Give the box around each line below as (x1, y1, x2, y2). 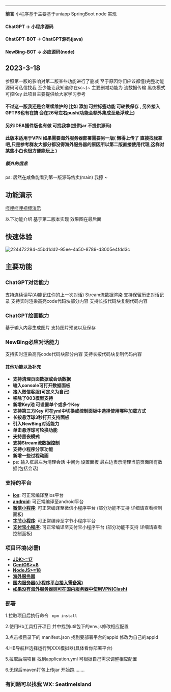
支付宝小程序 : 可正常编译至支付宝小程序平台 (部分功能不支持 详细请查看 (12, 524, 162, 530)
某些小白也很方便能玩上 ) (5, 148, 58, 154)
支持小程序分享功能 (12, 446, 53, 452)
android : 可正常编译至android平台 (12, 498, 84, 505)
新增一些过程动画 (12, 452, 49, 459)
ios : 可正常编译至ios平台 (12, 492, 64, 498)
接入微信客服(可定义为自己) (12, 389, 70, 395)
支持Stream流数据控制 (12, 440, 60, 446)
